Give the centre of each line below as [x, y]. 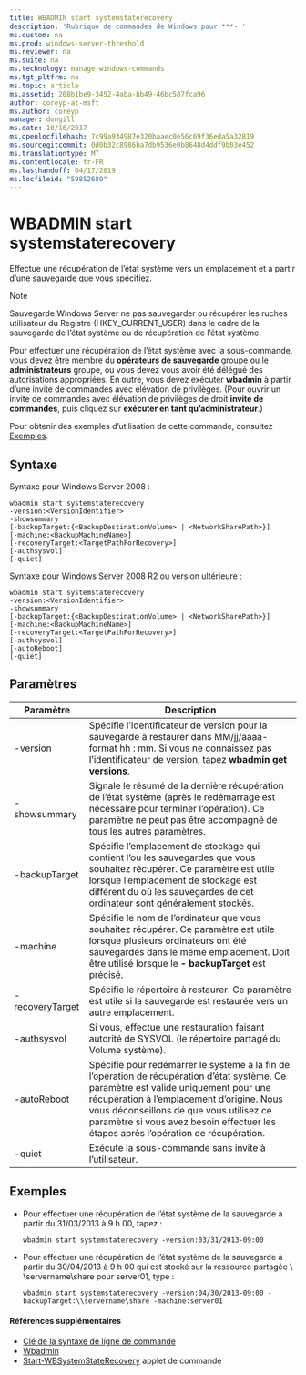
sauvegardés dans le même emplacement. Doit [189, 951]
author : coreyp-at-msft [55, 103]
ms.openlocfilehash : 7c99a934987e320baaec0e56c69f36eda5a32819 [132, 137]
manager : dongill [42, 119]
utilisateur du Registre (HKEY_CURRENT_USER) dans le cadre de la [134, 323]
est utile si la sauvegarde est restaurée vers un [189, 1000]
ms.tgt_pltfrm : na [44, 77]
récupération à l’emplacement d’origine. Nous [186, 1099]
